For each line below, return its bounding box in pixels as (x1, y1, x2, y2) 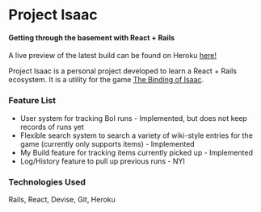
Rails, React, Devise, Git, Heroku (8, 194, 116, 204)
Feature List (8, 95, 57, 106)
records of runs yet (19, 122, 85, 131)
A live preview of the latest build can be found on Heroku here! (8, 51, 217, 60)
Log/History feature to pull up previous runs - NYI (19, 156, 186, 166)
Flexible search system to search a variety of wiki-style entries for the (19, 131, 253, 140)
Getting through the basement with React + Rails (8, 32, 175, 42)
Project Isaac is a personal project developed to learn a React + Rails (8, 66, 237, 76)
